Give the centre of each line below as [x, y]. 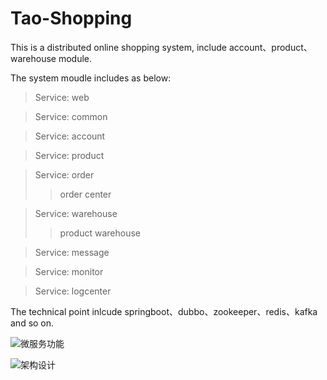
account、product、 [270, 47]
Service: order [64, 174]
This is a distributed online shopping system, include [119, 47]
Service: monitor [69, 271]
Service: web [62, 97]
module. [75, 58]
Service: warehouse [76, 213]
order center [85, 194]
